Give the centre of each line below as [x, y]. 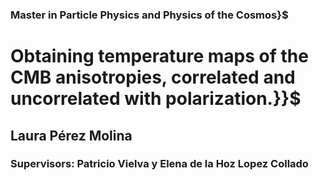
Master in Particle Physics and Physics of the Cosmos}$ [149, 15]
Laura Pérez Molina [71, 135]
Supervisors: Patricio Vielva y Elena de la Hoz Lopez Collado [159, 164]
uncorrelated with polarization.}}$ [156, 99]
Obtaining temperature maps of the [159, 56]
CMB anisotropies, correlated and [153, 77]
